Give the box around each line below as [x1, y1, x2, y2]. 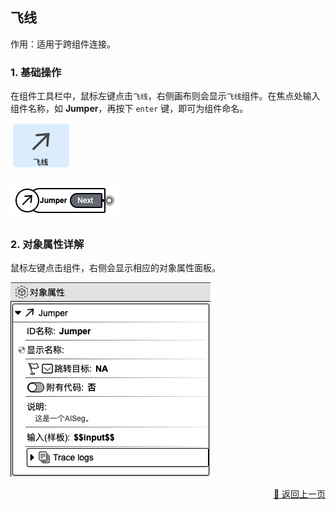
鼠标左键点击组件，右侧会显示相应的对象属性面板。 [10, 262, 221, 274]
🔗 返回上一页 [273, 488, 326, 500]
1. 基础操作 [10, 65, 62, 79]
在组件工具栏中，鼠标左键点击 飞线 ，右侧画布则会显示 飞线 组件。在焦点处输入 [10, 90, 321, 102]
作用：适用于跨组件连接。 [10, 38, 116, 50]
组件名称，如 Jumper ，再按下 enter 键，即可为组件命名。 [10, 103, 249, 115]
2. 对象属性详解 [10, 238, 85, 252]
